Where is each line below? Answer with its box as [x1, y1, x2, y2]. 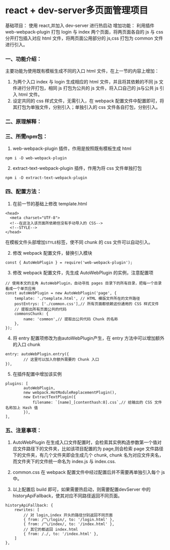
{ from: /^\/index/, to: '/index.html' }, [23, 522, 115, 527]
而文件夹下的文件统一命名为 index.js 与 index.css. [12, 459, 116, 465]
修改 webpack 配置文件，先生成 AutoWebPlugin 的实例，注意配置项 [12, 269, 154, 276]
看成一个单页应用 [5, 286, 36, 291]
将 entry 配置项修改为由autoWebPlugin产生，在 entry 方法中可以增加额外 [12, 335, 165, 341]
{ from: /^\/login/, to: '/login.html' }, [23, 517, 115, 523]
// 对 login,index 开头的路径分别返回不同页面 [23, 513, 113, 518]
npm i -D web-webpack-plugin [5, 156, 67, 161]
